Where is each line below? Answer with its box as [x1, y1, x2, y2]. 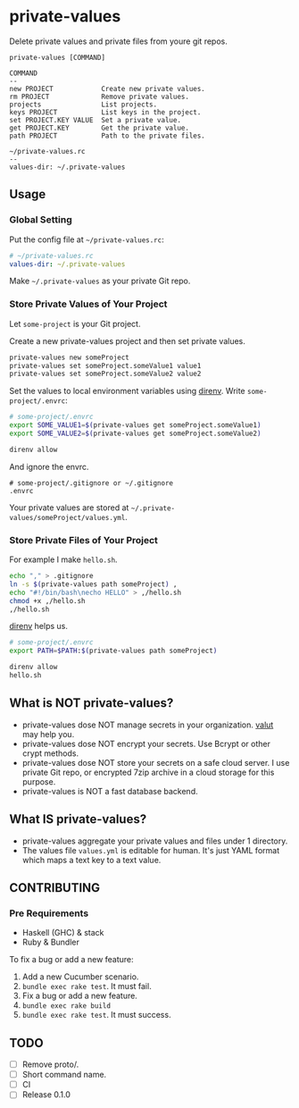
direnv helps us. [9, 621, 69, 632]
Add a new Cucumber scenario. [21, 971, 139, 982]
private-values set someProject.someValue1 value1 [9, 361, 202, 370]
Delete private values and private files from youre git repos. [9, 36, 228, 46]
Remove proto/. [21, 1059, 79, 1070]
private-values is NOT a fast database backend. [21, 785, 198, 796]
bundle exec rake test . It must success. [21, 1010, 171, 1020]
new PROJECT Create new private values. [9, 84, 205, 93]
